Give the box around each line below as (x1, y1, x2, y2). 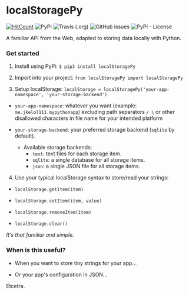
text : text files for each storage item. (32, 150, 122, 157)
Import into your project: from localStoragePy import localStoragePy (14, 74, 184, 81)
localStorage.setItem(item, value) (14, 198, 102, 204)
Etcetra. (6, 282, 25, 289)
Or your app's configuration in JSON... (14, 271, 108, 278)
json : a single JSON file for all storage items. (32, 163, 140, 170)
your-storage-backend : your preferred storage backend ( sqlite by (14, 126, 175, 133)
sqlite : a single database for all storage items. (32, 156, 145, 164)
